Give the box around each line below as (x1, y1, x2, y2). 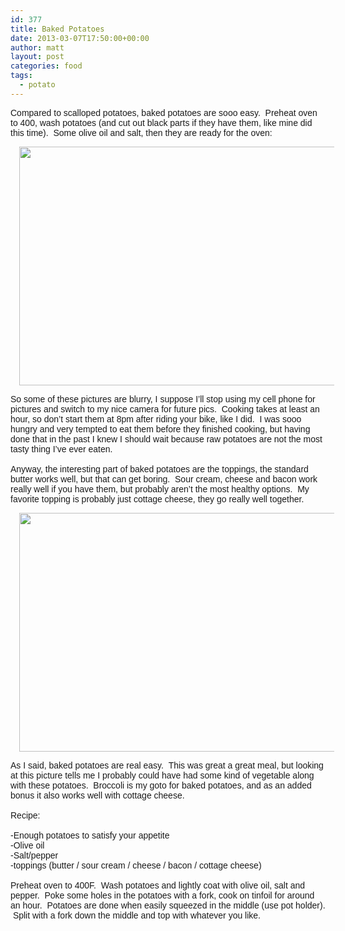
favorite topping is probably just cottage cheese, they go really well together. (10, 493, 305, 505)
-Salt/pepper (10, 849, 59, 861)
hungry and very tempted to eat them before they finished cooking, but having (10, 423, 311, 435)
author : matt (10, 42, 65, 53)
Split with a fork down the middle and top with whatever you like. (12, 909, 261, 921)
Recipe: (10, 809, 41, 821)
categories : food (10, 61, 83, 71)
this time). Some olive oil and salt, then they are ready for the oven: (10, 127, 273, 138)
